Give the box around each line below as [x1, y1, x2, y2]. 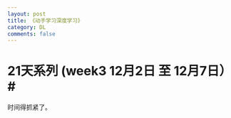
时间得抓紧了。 [7, 103, 51, 112]
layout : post [7, 10, 46, 18]
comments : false [7, 30, 56, 38]
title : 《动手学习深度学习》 [7, 17, 83, 24]
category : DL [7, 23, 46, 31]
